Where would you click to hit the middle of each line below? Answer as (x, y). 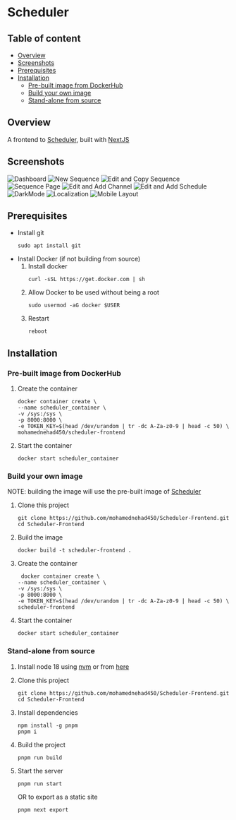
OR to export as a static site (57, 797)
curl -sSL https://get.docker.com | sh (87, 280)
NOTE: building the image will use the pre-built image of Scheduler (104, 492)
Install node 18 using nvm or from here (73, 666)
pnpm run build (40, 757)
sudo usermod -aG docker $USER (74, 305)
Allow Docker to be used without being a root (94, 292)
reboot (38, 332)
